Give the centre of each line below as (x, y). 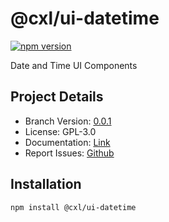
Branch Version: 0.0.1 (68, 121)
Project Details (57, 97)
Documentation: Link (67, 142)
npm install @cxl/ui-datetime (73, 207)
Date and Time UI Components (74, 65)
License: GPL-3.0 (60, 131)
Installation (46, 184)
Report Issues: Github (69, 153)
